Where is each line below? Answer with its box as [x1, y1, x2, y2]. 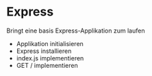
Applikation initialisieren [16, 39, 84, 47]
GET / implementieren [16, 61, 78, 69]
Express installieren [16, 47, 72, 55]
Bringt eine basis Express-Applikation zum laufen [6, 26, 145, 35]
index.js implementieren [16, 54, 84, 62]
